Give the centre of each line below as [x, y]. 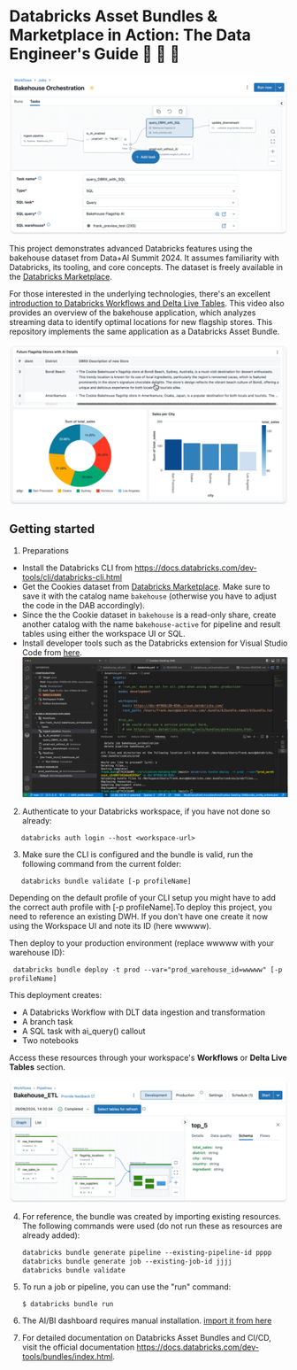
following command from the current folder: [102, 863]
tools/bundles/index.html [67, 1357]
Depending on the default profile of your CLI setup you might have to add [143, 897]
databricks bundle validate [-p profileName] [106, 881]
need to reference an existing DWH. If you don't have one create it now [138, 916]
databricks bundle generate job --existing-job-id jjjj [127, 1262]
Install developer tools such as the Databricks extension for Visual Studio [155, 643]
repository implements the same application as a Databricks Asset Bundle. [145, 332]
